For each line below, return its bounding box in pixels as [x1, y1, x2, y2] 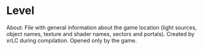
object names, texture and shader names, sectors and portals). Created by [6, 30, 195, 37]
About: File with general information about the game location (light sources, [6, 24, 197, 31]
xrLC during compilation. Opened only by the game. [6, 37, 137, 44]
